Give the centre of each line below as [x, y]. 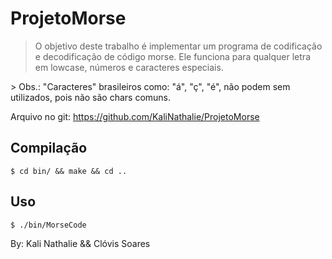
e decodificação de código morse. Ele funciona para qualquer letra [172, 56]
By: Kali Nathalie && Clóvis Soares [80, 243]
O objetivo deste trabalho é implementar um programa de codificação [178, 46]
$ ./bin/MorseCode [48, 225]
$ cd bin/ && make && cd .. [69, 171]
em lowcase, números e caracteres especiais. [129, 67]
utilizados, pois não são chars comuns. [91, 97]
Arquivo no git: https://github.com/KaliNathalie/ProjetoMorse [135, 116]
